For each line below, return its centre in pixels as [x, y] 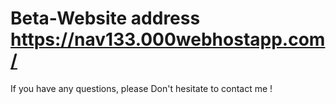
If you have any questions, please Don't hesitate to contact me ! [141, 88]
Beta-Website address [105, 18]
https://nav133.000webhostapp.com [168, 39]
